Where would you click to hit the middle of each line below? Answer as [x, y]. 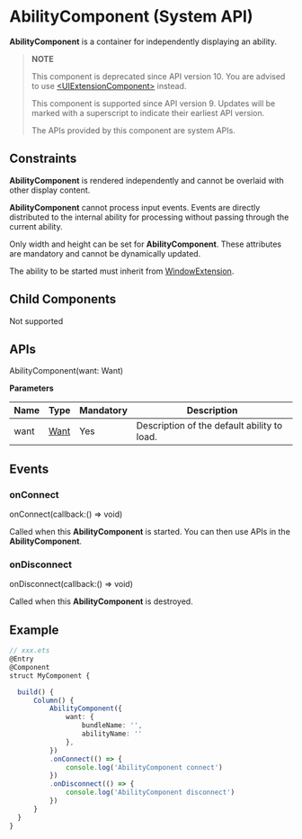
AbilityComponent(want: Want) [67, 371]
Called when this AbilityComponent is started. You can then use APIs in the [150, 532]
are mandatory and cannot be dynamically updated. [105, 253]
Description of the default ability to [209, 426]
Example [34, 630]
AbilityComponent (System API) [131, 17]
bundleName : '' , [112, 726]
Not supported [36, 320]
